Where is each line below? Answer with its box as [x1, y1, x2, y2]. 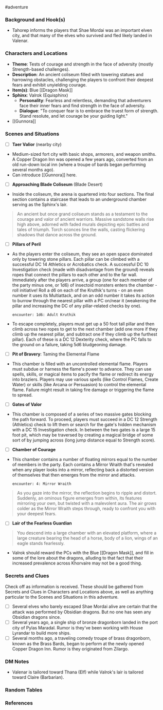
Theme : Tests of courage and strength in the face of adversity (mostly [12, 61, 154, 67]
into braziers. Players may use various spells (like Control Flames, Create [12, 376, 159, 382]
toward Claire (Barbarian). [12, 674, 64, 680]
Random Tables [5, 687, 43, 693]
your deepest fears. [17, 511, 57, 517]
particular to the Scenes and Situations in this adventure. [5, 594, 119, 600]
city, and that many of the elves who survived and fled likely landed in [12, 33, 152, 39]
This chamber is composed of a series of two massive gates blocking [12, 411, 152, 417]
